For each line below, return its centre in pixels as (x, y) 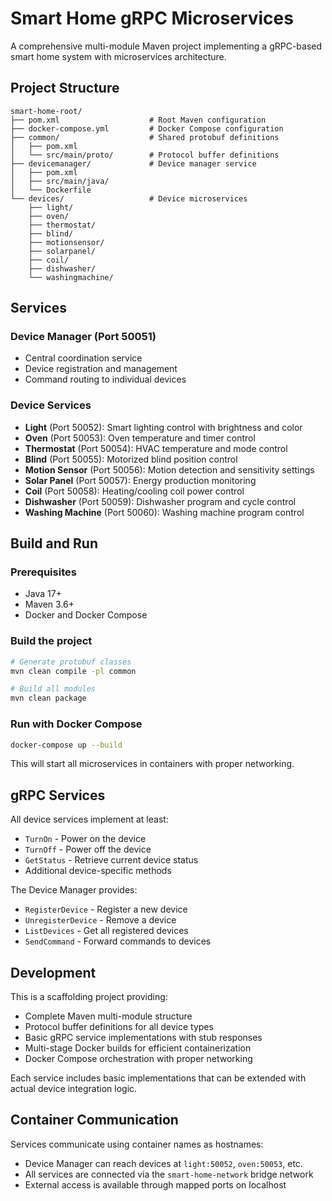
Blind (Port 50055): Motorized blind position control (131, 459)
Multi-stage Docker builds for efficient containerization (138, 1048)
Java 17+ (43, 594)
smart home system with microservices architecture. (118, 56)
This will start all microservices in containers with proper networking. (152, 764)
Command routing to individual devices (105, 379)
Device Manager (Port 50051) (83, 337)
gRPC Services (58, 795)
